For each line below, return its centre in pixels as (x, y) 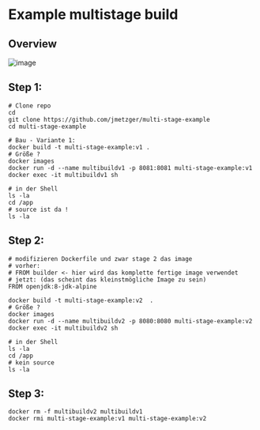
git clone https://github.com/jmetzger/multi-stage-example (109, 119)
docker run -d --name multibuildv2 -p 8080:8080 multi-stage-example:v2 (130, 321)
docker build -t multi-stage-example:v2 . (81, 300)
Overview (33, 44)
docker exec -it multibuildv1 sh (63, 175)
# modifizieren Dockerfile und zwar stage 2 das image (100, 258)
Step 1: (25, 87)
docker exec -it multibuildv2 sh (63, 328)
